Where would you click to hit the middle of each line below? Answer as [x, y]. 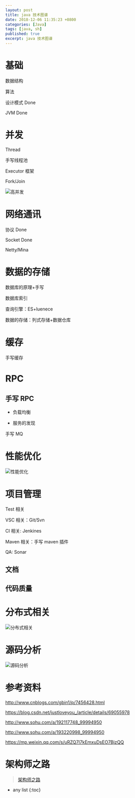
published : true [22, 34]
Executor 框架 [20, 171]
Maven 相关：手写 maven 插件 [37, 542]
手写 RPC [20, 399]
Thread [13, 150]
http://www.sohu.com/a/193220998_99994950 [55, 732]
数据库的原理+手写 [25, 287]
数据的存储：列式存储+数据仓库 [38, 320]
